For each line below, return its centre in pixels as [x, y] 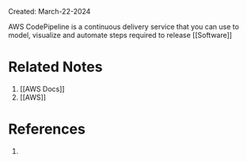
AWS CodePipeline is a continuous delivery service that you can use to [124, 26]
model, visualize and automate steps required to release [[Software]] [120, 35]
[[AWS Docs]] [42, 89]
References [47, 129]
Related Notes [55, 67]
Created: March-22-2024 [49, 11]
